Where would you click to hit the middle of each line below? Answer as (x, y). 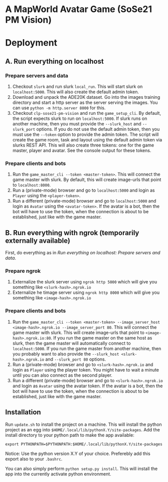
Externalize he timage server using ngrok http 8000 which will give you (86, 292)
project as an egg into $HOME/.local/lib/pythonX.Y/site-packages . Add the (83, 429)
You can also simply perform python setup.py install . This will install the (81, 468)
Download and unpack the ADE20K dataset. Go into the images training (86, 97)
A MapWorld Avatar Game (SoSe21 (79, 9)
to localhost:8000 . (32, 185)
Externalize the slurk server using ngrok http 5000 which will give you (85, 282)
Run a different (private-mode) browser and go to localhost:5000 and (84, 201)
